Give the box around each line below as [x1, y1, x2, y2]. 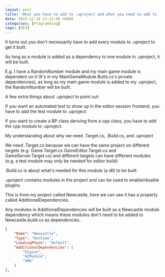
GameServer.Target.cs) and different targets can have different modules [5, 153, 151, 159]
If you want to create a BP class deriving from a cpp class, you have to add [5, 118, 157, 124]
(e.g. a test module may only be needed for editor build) [5, 158, 118, 164]
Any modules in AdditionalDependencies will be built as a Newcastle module [5, 207, 160, 213]
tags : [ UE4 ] [5, 26, 29, 31]
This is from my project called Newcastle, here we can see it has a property [5, 192, 158, 198]
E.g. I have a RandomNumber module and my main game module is [5, 68, 141, 74]
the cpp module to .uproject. [5, 123, 63, 129]
